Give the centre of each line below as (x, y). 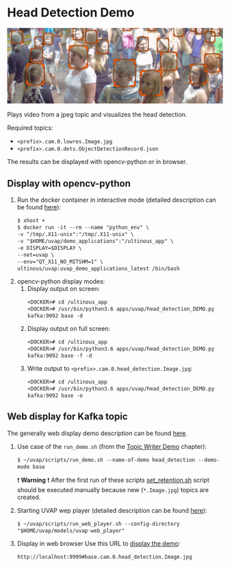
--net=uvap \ (36, 255)
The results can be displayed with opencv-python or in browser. (97, 162)
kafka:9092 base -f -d (60, 356)
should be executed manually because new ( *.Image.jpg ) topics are (113, 489)
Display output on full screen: (69, 328)
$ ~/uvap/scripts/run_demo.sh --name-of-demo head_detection (106, 460)
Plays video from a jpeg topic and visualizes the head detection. (97, 115)
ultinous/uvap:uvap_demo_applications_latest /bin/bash (98, 268)
